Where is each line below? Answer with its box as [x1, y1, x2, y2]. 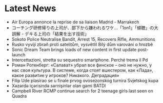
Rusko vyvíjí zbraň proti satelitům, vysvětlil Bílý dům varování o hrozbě [11, 41, 153, 47]
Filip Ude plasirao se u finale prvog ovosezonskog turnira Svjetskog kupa [11, 77, 159, 83]
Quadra [11, 93, 27, 99]
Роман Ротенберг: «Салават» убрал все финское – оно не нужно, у [11, 62, 152, 68]
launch [11, 51, 25, 57]
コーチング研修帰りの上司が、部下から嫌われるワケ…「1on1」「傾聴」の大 [11, 25, 159, 31]
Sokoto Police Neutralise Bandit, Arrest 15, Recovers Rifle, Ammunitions [11, 36, 156, 42]
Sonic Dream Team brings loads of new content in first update [11, 47, 137, 52]
